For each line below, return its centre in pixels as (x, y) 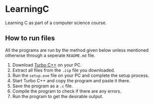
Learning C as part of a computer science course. (56, 23)
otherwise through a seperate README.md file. (50, 55)
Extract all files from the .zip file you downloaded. (64, 70)
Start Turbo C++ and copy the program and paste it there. (71, 80)
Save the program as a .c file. (43, 86)
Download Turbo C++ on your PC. (47, 65)
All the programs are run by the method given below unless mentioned (77, 50)
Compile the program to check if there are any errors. (67, 91)
